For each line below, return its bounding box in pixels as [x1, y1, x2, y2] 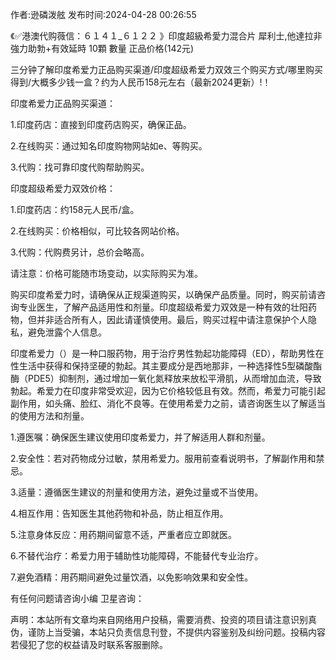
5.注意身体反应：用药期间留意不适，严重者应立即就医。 [10, 529, 237, 540]
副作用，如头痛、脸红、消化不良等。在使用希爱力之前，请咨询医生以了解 [10, 398, 308, 409]
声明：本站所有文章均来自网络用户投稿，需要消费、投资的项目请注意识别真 [10, 614, 317, 625]
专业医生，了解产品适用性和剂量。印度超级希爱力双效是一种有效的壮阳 [18, 301, 308, 313]
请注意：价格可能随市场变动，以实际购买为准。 [10, 268, 203, 279]
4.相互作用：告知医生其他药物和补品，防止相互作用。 [10, 508, 229, 519]
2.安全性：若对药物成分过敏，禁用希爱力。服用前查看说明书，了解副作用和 [10, 453, 317, 464]
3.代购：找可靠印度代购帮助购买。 [10, 161, 150, 173]
